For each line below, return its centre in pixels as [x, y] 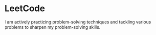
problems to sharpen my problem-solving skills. [53, 27]
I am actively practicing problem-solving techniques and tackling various [78, 22]
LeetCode [25, 9]
